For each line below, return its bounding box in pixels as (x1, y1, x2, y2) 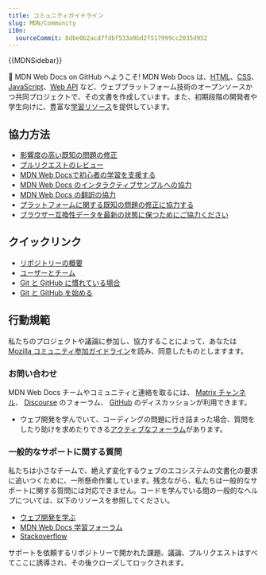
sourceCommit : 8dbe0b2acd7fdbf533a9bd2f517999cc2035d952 (15, 33, 208, 42)
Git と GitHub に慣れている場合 (19, 278, 121, 287)
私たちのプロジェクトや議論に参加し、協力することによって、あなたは (8, 336, 237, 346)
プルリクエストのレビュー (19, 160, 104, 170)
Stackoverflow (19, 531, 67, 542)
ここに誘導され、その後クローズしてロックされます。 (14, 558, 188, 568)
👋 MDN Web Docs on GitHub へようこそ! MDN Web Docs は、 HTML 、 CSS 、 (8, 72, 259, 82)
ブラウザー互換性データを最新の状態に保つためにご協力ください (19, 210, 229, 220)
